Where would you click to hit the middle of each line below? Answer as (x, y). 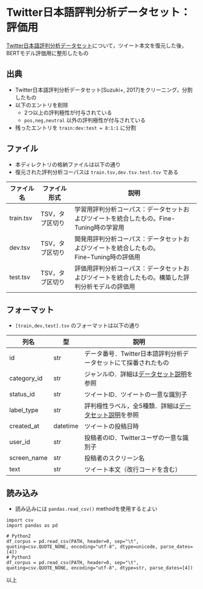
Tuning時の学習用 (99, 227)
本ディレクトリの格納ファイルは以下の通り (68, 164)
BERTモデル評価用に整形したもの (47, 53)
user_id (20, 442)
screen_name (29, 458)
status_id (22, 394)
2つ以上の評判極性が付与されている (68, 112)
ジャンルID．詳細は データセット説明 (136, 374)
